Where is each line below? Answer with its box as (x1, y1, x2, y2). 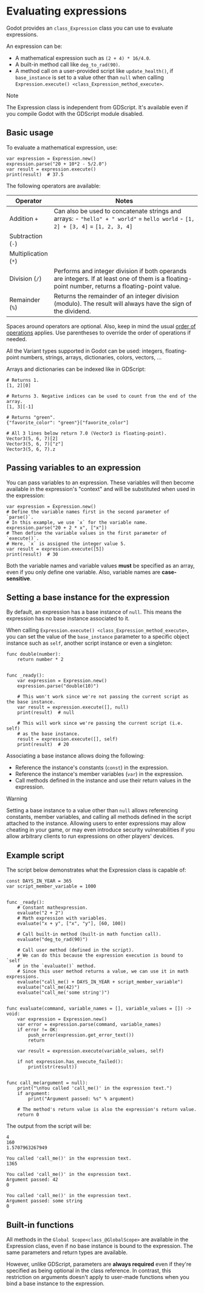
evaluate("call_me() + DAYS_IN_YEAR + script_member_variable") (17, 979, 183, 985)
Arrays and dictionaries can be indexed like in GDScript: (6, 365, 146, 373)
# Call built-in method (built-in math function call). (17, 931, 162, 937)
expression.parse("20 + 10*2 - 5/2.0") (6, 161, 107, 167)
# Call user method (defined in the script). (17, 947, 135, 954)
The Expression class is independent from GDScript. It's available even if (6, 103, 188, 110)
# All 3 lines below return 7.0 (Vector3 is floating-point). (6, 430, 167, 436)
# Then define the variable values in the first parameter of (6, 530, 167, 536)
